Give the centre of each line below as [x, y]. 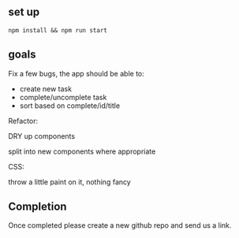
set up [24, 12]
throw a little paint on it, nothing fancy [70, 182]
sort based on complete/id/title [70, 106]
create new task [46, 88]
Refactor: [23, 121]
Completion [37, 207]
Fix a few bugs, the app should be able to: [76, 73]
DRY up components [42, 136]
